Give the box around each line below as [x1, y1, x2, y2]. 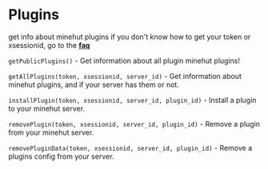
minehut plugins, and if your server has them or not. [8, 80, 180, 89]
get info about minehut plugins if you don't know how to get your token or [8, 32, 251, 41]
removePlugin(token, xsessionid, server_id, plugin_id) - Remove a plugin [8, 119, 261, 128]
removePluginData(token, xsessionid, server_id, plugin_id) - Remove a [8, 143, 253, 152]
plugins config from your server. [8, 151, 114, 161]
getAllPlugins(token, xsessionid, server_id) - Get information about [8, 71, 242, 81]
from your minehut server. [8, 128, 94, 137]
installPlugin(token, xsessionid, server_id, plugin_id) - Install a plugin [8, 95, 257, 104]
